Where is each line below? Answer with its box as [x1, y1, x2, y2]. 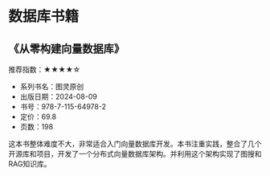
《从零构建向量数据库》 [8, 42, 125, 55]
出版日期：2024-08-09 [19, 92, 98, 101]
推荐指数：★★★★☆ [8, 65, 81, 74]
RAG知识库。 [8, 159, 51, 169]
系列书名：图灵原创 [19, 82, 84, 91]
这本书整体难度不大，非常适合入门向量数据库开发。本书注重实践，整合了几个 [8, 139, 262, 149]
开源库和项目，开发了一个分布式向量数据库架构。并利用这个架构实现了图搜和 [8, 149, 262, 158]
